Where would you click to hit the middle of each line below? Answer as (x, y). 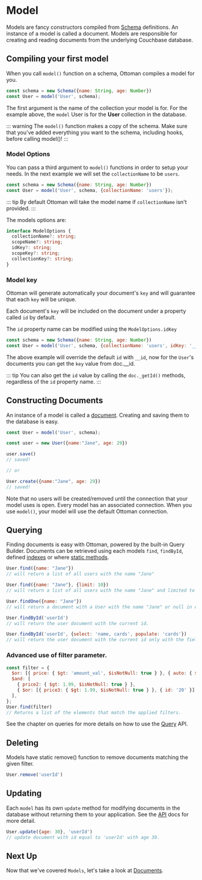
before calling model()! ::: (38, 138)
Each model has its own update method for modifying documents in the (93, 808)
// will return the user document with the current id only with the (95, 640)
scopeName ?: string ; (37, 242)
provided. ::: (21, 208)
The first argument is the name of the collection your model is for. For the (97, 108)
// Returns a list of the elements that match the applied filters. (94, 712)
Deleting (23, 743)
